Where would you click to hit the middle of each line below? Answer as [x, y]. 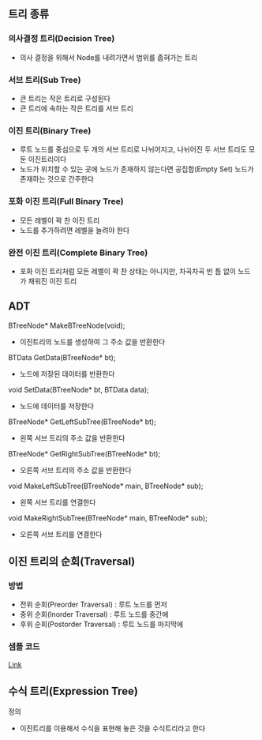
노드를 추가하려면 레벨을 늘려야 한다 [75, 230]
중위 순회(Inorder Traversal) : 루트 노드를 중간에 [94, 614]
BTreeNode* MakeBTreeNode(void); [67, 325]
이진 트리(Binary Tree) [50, 130]
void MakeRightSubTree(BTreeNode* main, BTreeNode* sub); [108, 518]
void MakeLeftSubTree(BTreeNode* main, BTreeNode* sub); [106, 486]
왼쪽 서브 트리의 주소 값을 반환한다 [72, 438]
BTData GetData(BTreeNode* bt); [62, 357]
